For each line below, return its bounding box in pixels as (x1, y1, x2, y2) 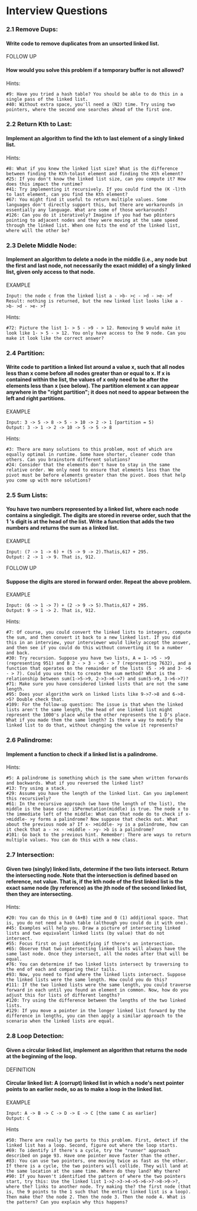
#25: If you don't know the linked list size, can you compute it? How (6, 176, 186, 182)
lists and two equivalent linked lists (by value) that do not (6, 931, 165, 937)
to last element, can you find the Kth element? (6, 191, 128, 197)
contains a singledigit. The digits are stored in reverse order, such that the (6, 512, 191, 519)
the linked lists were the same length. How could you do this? (6, 977, 168, 983)
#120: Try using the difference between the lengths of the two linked (6, 997, 186, 1004)
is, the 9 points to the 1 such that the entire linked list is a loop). (6, 1189, 192, 1194)
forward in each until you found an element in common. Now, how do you (6, 987, 189, 993)
